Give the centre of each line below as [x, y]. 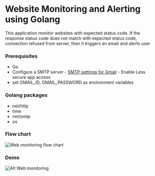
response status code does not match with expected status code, [71, 38]
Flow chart [18, 134]
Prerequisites [21, 56]
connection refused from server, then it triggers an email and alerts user [78, 43]
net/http [20, 106]
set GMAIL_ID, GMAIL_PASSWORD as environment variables [73, 82]
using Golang [33, 19]
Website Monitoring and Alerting [73, 9]
